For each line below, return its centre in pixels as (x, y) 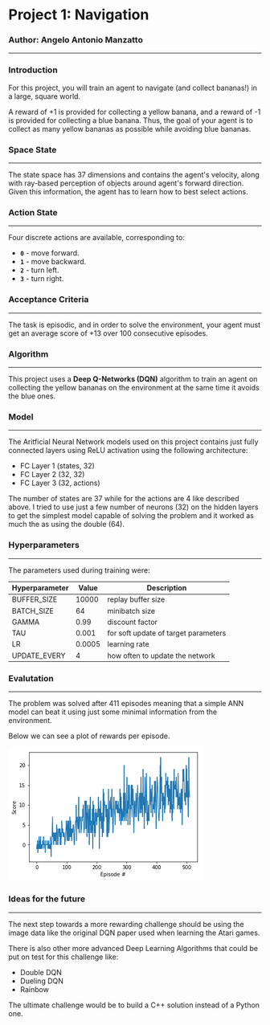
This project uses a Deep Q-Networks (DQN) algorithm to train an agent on (133, 378)
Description (167, 588)
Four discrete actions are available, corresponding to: (96, 238)
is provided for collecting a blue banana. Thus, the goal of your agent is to (131, 120)
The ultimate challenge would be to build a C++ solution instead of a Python (134, 1005)
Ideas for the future (47, 899)
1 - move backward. (53, 262)
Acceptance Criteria (49, 300)
